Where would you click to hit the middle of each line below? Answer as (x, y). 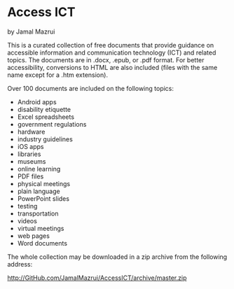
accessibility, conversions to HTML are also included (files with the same (112, 67)
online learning (39, 169)
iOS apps (30, 146)
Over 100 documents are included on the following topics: (90, 88)
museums (32, 161)
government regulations (52, 124)
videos (27, 220)
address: (20, 264)
